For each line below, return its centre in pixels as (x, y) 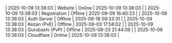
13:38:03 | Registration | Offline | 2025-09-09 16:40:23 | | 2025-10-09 (93, 13)
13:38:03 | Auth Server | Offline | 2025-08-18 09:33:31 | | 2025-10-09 (79, 19)
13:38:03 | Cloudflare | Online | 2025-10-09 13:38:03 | (62, 35)
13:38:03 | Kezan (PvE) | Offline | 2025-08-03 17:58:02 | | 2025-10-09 (79, 24)
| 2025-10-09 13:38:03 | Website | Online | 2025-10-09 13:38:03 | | (76, 8)
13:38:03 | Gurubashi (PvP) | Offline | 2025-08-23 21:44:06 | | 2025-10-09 (84, 30)
